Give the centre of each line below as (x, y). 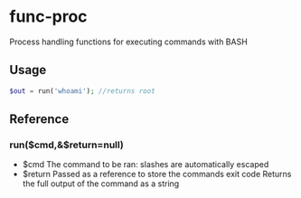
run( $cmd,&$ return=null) (66, 145)
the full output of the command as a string (101, 184)
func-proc (48, 17)
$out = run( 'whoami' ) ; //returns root (82, 91)
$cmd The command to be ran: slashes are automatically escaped (146, 165)
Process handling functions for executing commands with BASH (129, 42)
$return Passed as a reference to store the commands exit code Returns (157, 174)
